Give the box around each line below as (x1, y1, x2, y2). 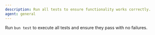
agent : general (5, 12, 36, 16)
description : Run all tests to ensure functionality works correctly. (5, 7, 151, 12)
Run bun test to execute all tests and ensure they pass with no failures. (5, 24, 148, 30)
